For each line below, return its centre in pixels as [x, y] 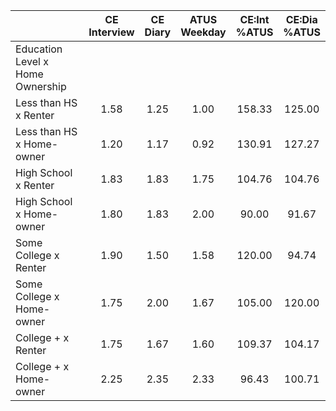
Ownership [41, 86]
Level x [32, 61]
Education [39, 49]
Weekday [203, 32]
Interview [111, 32]
